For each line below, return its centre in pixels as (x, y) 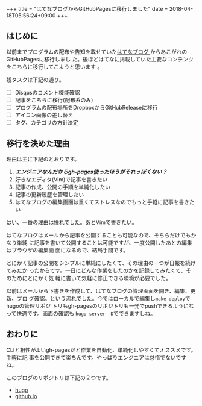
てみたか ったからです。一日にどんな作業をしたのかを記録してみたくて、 (96, 270)
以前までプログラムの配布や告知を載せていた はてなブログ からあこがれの (97, 52)
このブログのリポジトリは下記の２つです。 (59, 378)
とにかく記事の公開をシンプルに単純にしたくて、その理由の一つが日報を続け (101, 263)
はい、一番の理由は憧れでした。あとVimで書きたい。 (72, 222)
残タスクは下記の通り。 (35, 80)
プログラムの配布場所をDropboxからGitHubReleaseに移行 (86, 107)
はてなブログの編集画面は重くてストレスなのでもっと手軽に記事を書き (102, 202)
